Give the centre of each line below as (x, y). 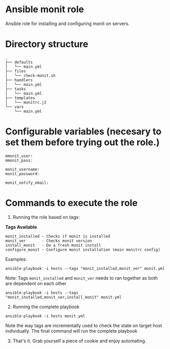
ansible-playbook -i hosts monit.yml (45, 316)
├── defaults (19, 62)
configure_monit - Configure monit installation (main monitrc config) (83, 250)
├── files (16, 71)
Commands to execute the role (72, 203)
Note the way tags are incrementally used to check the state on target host (84, 326)
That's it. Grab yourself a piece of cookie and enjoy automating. (79, 341)
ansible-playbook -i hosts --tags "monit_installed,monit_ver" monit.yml (85, 268)
